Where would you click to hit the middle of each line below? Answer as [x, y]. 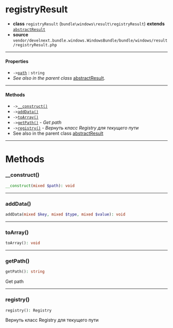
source [20, 34]
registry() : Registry [29, 310]
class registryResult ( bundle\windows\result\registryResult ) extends [89, 24]
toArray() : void [23, 243]
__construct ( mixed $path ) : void [40, 186]
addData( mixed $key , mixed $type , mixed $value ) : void [65, 214]
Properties [17, 61]
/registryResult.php [35, 45]
